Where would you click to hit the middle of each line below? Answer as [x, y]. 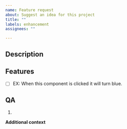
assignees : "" [20, 29]
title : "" [16, 19]
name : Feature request [29, 10]
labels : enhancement [27, 24]
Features [20, 71]
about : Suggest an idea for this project [50, 15]
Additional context [26, 122]
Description [24, 54]
